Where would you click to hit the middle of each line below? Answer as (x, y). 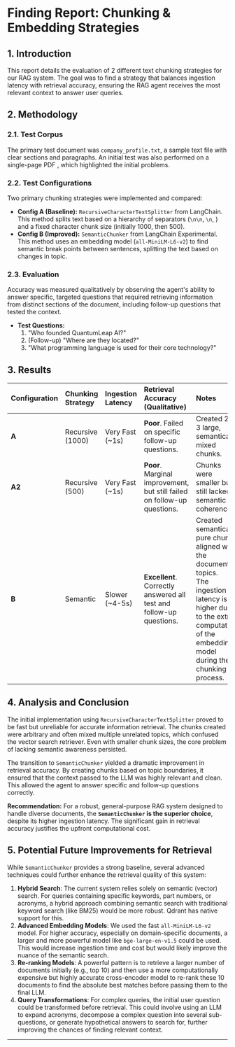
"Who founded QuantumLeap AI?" (77, 333)
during (207, 661)
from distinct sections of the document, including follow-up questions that (114, 304)
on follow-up (165, 500)
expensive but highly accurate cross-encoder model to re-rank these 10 (121, 977)
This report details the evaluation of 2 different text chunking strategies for (115, 70)
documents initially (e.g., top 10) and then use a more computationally (118, 970)
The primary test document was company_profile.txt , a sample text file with (117, 150)
